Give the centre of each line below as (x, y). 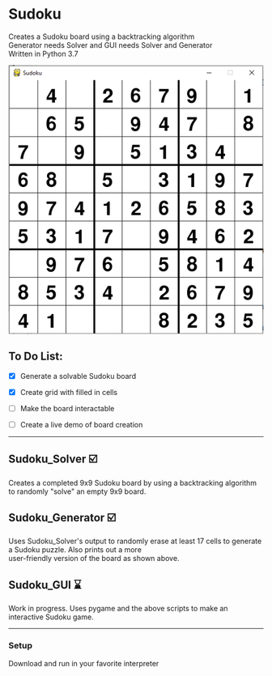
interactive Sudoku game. (51, 617)
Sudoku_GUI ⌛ (45, 585)
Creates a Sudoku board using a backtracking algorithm (102, 36)
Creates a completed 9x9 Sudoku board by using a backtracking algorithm (133, 483)
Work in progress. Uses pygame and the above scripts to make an (118, 609)
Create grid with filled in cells (69, 392)
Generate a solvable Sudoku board (78, 376)
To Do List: (36, 357)
